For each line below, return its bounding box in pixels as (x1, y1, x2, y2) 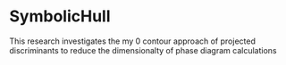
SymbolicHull (9, 6, 111, 27)
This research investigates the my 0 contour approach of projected (9, 36, 257, 46)
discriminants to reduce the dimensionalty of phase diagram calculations (9, 45, 277, 55)
